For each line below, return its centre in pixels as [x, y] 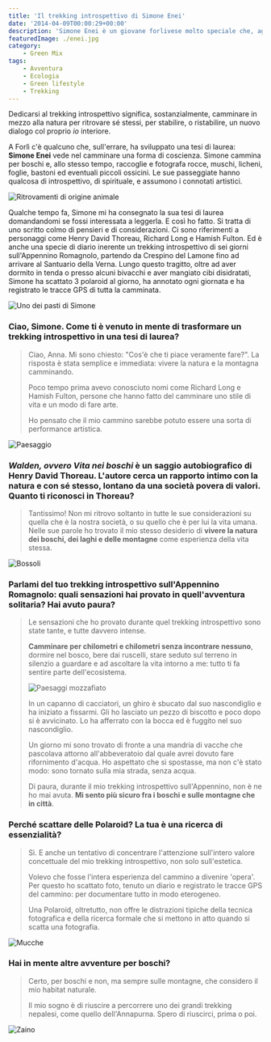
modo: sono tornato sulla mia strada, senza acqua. [112, 771]
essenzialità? [35, 835]
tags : [17, 61]
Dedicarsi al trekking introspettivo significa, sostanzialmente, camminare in [133, 114]
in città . [41, 804]
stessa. [40, 548]
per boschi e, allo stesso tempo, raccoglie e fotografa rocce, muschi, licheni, [135, 164]
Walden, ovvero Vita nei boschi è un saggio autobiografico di [130, 465]
